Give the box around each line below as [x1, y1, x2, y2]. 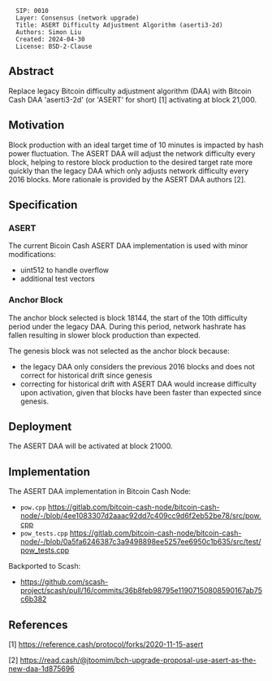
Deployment [8, 420, 72, 434]
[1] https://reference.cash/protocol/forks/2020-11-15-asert [8, 640, 204, 649]
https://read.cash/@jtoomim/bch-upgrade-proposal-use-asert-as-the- [19, 655, 257, 666]
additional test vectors [19, 274, 95, 284]
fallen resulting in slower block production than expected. [8, 330, 201, 340]
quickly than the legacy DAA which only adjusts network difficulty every [8, 166, 249, 176]
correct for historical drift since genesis [19, 370, 153, 380]
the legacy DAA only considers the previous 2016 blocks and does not [19, 361, 256, 371]
